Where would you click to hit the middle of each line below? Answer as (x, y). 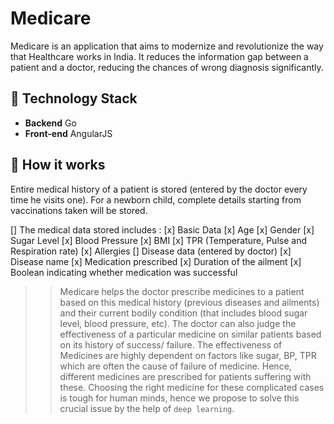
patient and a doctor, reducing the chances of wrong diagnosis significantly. (167, 67)
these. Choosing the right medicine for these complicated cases (192, 387)
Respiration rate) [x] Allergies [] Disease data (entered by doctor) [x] (151, 251)
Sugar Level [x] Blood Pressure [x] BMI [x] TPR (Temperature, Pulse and (158, 240)
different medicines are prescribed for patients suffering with (185, 376)
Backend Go (50, 123)
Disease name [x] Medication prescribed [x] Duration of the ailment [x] (156, 261)
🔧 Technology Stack (74, 98)
